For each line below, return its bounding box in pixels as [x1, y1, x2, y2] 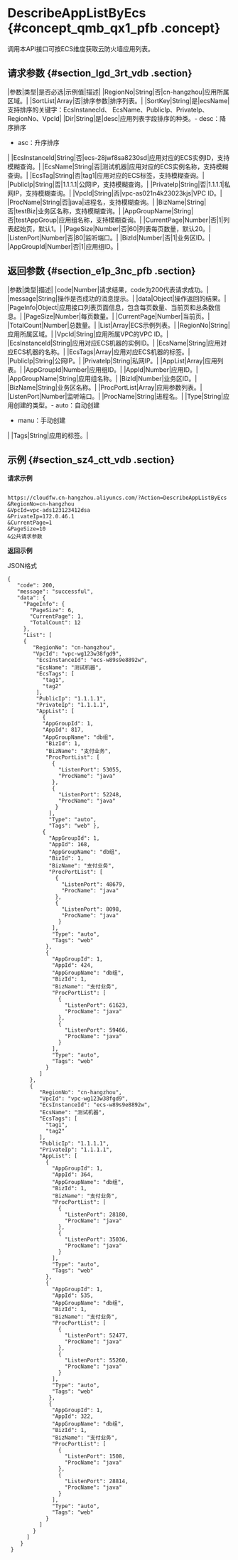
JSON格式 [7, 562, 38, 570]
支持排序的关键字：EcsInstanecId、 [7, 105, 112, 114]
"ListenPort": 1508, [64, 1453, 126, 1460]
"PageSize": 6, [29, 607, 75, 614]
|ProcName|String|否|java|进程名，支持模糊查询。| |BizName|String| [7, 198, 207, 206]
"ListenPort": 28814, [64, 1478, 129, 1485]
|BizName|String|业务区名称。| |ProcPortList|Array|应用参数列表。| [7, 383, 202, 392]
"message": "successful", [16, 588, 94, 595]
